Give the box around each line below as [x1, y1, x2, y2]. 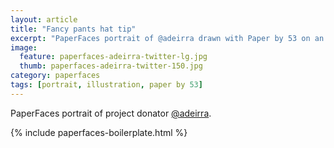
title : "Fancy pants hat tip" [10, 24, 137, 34]
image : [10, 42, 38, 53]
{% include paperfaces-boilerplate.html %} [10, 126, 188, 138]
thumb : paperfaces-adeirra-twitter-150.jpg [19, 61, 203, 71]
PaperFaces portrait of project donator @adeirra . [10, 107, 212, 119]
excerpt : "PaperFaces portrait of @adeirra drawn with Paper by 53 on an [10, 33, 325, 43]
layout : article [10, 14, 78, 25]
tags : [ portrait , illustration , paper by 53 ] [10, 80, 203, 90]
